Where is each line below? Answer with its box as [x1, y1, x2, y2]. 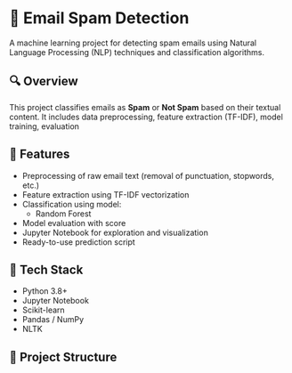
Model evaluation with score [21, 217, 126, 228]
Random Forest [35, 208, 92, 219]
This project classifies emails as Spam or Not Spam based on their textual [9, 101, 281, 112]
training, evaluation [9, 120, 80, 132]
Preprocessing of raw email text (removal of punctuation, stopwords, [21, 170, 274, 181]
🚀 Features [9, 147, 70, 162]
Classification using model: [21, 199, 122, 209]
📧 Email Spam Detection [9, 8, 190, 28]
